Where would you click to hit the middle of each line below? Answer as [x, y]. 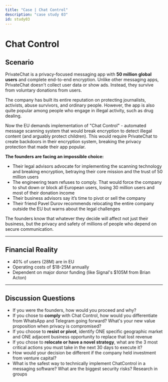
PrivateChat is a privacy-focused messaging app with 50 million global [78, 74]
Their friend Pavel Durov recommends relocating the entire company [83, 204]
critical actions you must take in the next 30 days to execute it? [77, 347]
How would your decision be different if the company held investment [84, 353]
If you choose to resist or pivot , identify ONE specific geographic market [87, 331]
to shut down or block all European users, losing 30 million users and [83, 188]
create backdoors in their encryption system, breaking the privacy [73, 142]
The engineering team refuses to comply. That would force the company [87, 182]
